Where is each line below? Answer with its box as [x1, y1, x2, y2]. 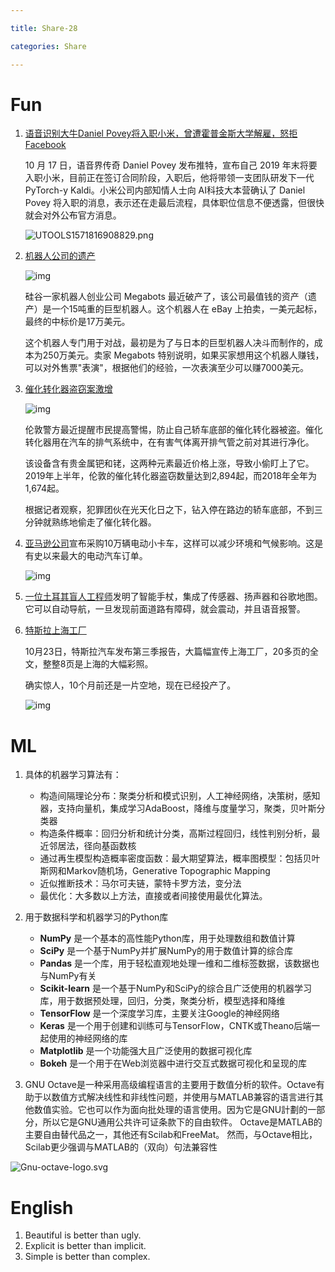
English [10, 1196, 74, 1219]
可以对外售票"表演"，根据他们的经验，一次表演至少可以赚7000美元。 [24, 362, 310, 374]
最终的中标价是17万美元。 [24, 316, 131, 328]
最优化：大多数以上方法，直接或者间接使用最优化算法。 [39, 890, 268, 902]
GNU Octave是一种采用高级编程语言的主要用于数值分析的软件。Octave [24, 1079, 317, 1091]
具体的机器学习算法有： [24, 769, 122, 781]
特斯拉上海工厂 [24, 624, 87, 636]
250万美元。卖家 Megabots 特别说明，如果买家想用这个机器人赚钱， [42, 349, 325, 361]
